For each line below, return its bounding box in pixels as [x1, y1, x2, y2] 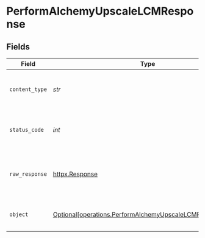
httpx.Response [52, 170, 98, 178]
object [9, 211, 29, 218]
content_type [9, 86, 48, 93]
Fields [6, 41, 31, 52]
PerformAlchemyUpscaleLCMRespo [6, 4, 194, 18]
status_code [9, 126, 45, 133]
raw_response [9, 171, 48, 178]
